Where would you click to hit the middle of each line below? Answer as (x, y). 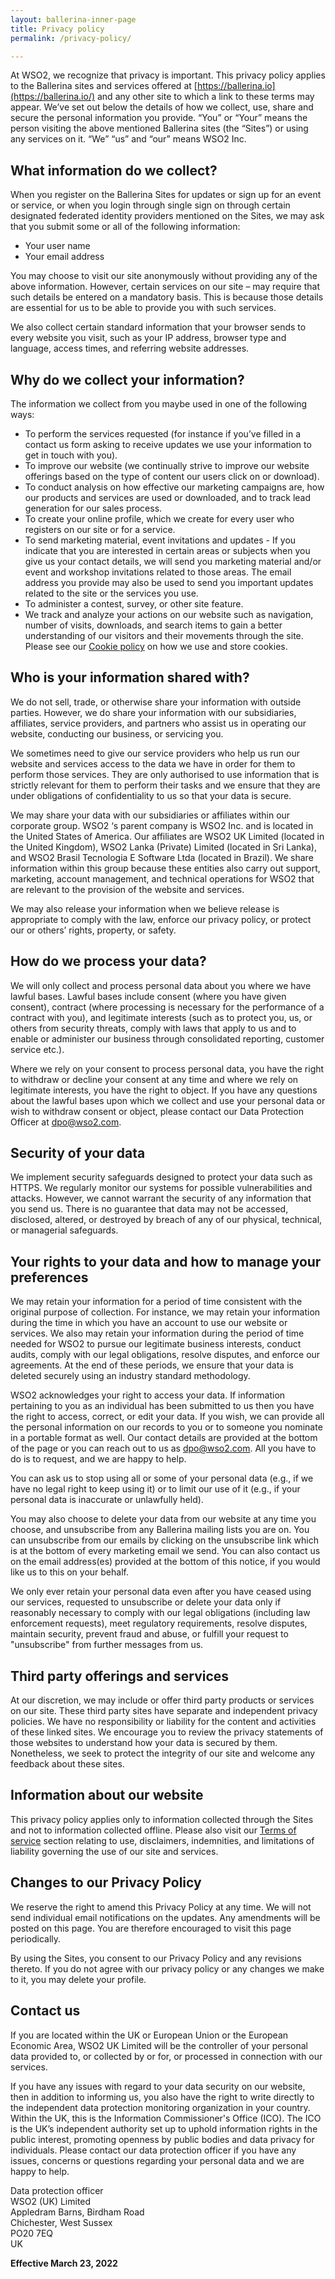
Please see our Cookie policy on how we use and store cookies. (156, 646)
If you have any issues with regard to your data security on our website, (158, 2086)
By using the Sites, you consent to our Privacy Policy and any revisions (156, 1958)
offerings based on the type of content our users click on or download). (172, 476)
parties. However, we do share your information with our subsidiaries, (153, 712)
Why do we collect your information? (127, 379)
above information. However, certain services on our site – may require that (165, 287)
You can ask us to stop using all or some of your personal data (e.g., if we (162, 1478)
